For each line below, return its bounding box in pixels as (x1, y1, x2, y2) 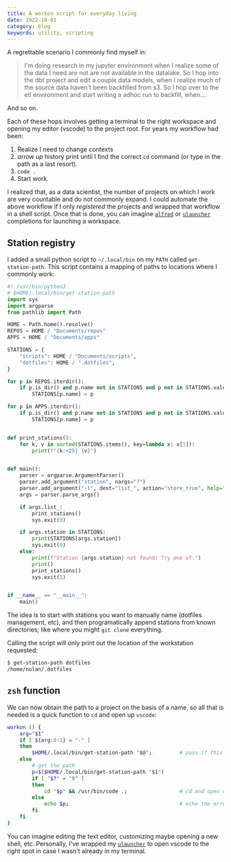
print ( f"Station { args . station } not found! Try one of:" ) (32, 554, 201, 561)
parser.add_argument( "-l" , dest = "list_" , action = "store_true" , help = (19, 485, 223, 492)
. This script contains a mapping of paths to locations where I (43, 263, 218, 271)
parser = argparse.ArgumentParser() (19, 472, 125, 479)
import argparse (7, 302, 54, 310)
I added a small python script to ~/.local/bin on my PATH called (7, 255, 187, 263)
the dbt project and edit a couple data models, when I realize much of (23, 76, 221, 85)
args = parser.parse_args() (19, 491, 100, 498)
